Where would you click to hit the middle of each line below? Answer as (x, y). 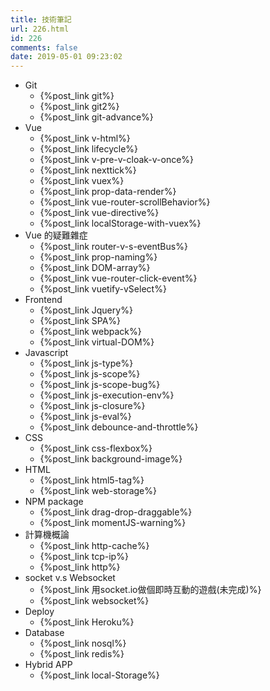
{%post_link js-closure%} (92, 406)
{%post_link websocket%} (94, 601)
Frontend (43, 300)
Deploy (39, 612)
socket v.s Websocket (70, 578)
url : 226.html (40, 29)
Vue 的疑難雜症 (56, 235)
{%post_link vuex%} (82, 181)
